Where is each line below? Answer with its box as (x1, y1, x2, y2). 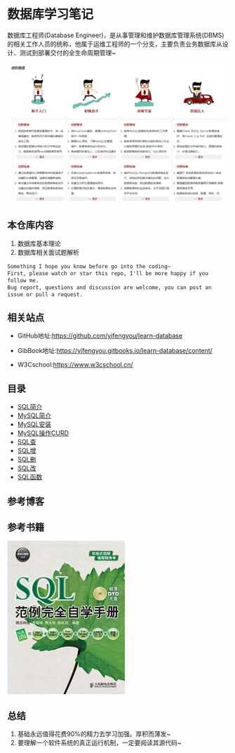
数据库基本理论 (17, 239, 61, 248)
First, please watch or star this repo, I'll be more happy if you (7, 269, 209, 277)
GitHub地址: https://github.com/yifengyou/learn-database (17, 331, 183, 340)
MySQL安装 (17, 420, 51, 429)
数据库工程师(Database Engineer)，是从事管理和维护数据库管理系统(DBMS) (7, 31, 224, 39)
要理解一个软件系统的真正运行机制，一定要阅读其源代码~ (17, 738, 182, 747)
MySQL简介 (17, 411, 51, 420)
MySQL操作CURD (17, 429, 69, 437)
